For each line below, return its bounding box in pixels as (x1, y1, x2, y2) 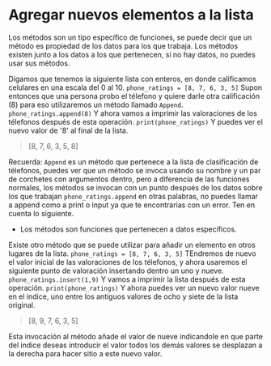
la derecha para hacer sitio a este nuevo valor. (8, 348, 163, 358)
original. (8, 300, 36, 309)
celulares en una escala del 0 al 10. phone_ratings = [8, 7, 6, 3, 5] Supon (8, 83, 263, 92)
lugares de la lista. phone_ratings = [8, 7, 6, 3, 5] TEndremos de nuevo (8, 249, 256, 258)
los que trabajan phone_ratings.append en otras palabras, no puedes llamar (8, 191, 259, 201)
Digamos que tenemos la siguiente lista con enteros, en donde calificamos (8, 74, 256, 83)
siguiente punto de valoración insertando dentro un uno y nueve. (8, 266, 224, 275)
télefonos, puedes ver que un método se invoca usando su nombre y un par (8, 165, 261, 175)
